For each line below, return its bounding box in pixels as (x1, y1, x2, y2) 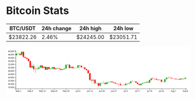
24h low (113, 25, 134, 32)
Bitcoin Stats (6, 4, 69, 17)
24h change (41, 25, 72, 32)
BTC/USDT (9, 25, 36, 32)
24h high (79, 25, 102, 32)
